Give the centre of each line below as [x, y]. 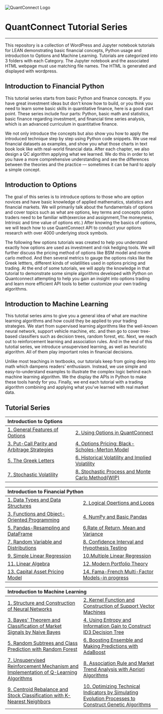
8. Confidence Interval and [113, 542]
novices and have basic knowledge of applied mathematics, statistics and [79, 201]
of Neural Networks [30, 609]
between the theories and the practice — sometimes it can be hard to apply [81, 164]
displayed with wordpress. [31, 71]
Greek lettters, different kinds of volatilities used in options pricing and [75, 263]
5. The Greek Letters [31, 461]
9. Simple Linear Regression [39, 556]
